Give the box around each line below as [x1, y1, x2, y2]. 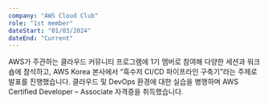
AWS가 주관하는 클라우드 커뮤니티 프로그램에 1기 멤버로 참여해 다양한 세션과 [8, 57, 246, 66]
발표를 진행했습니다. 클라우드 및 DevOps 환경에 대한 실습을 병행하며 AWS [8, 77, 239, 86]
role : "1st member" [8, 19, 74, 27]
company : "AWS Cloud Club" [8, 11, 99, 20]
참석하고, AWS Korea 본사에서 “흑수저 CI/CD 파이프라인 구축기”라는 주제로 [22, 67, 258, 77]
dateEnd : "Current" [8, 34, 74, 42]
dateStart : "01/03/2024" [8, 26, 91, 34]
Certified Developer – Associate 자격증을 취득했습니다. [8, 87, 184, 97]
